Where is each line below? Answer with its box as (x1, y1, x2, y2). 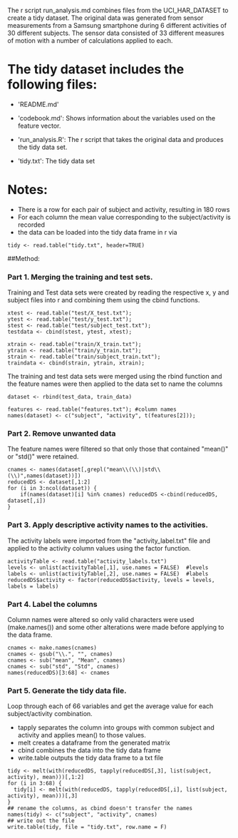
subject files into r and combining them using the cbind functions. (7, 296, 200, 305)
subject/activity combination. (7, 710, 93, 718)
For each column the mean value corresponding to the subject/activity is (17, 213, 232, 221)
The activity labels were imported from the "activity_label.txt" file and (7, 536, 211, 545)
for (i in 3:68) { (7, 780, 62, 787)
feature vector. (17, 121, 61, 130)
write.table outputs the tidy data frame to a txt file (17, 754, 164, 762)
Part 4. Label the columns (7, 599, 98, 609)
